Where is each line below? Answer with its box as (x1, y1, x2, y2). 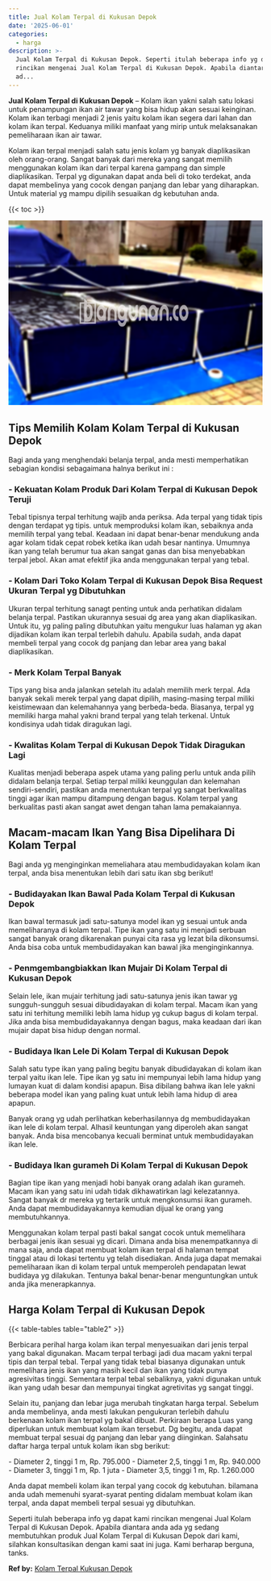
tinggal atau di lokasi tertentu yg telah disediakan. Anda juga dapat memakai (8, 1253, 262, 1263)
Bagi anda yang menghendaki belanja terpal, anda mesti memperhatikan (8, 455, 248, 465)
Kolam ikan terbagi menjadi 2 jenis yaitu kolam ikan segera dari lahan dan (8, 113, 252, 123)
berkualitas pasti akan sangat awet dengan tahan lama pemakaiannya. (8, 802, 242, 812)
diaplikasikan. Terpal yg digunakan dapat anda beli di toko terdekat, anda (8, 171, 252, 181)
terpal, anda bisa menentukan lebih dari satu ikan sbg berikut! (8, 868, 214, 878)
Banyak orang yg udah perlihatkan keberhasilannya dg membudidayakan (8, 1114, 251, 1123)
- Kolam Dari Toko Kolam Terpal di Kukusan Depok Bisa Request (8, 575, 263, 587)
